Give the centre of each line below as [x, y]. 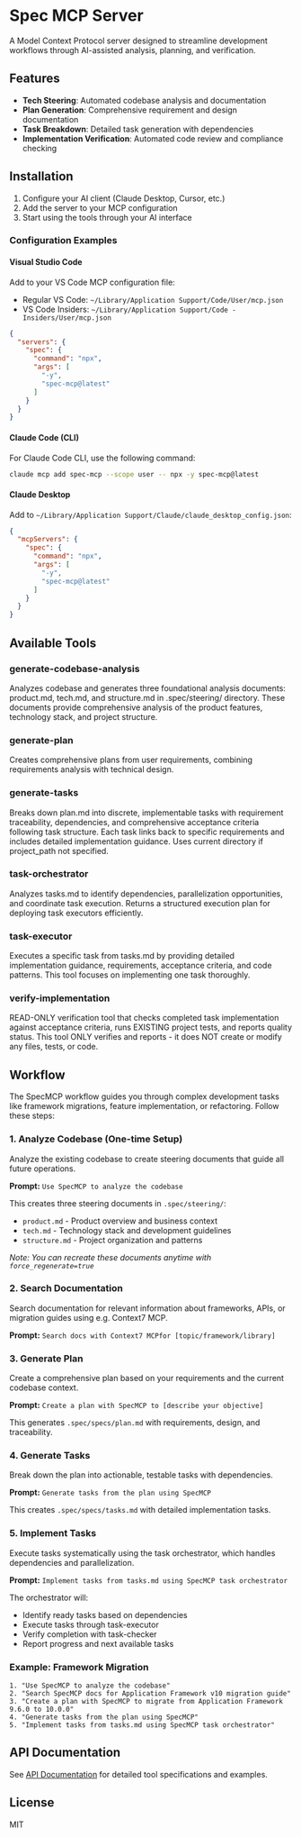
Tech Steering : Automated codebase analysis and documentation [144, 100]
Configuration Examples [63, 241]
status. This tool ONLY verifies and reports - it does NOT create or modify [146, 1037]
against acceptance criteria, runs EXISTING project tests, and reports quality [151, 1027]
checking [40, 148]
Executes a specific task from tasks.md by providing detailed [122, 956]
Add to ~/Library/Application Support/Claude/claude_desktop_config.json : [150, 514]
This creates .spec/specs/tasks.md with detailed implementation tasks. [140, 1510]
